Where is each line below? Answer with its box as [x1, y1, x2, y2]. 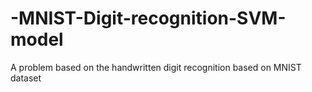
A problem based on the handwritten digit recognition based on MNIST [10, 61, 302, 73]
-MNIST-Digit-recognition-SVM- [10, 7, 287, 30]
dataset [10, 72, 42, 84]
